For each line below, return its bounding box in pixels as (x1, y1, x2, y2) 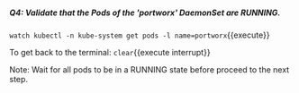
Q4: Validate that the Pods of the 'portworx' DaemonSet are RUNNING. (9, 7, 281, 18)
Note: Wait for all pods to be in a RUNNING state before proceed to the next (9, 63, 290, 75)
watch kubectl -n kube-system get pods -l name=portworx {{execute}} (9, 30, 270, 40)
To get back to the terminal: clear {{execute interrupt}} (9, 46, 211, 57)
